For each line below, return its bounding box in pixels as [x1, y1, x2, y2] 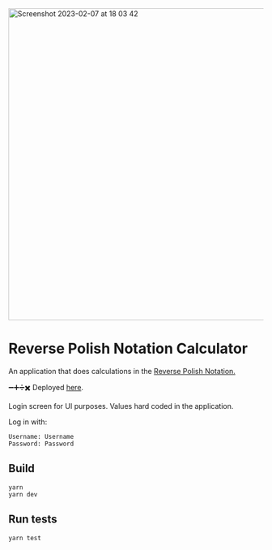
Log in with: [8, 417, 48, 427]
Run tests [8, 513, 57, 526]
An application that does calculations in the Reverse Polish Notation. [8, 366, 236, 376]
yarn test [8, 534, 42, 542]
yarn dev [8, 490, 38, 498]
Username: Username [8, 432, 74, 440]
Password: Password [8, 440, 74, 448]
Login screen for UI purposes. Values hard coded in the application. [8, 401, 234, 410]
